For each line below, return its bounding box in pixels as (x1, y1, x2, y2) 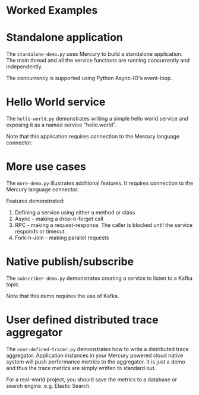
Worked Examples (6, 4, 98, 17)
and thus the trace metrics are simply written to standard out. (6, 364, 156, 371)
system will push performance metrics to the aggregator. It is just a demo (6, 358, 185, 365)
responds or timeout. (14, 228, 67, 235)
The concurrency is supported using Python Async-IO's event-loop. (6, 75, 172, 82)
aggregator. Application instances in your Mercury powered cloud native (6, 352, 184, 359)
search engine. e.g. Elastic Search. (6, 382, 91, 389)
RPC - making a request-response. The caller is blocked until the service (14, 222, 193, 229)
